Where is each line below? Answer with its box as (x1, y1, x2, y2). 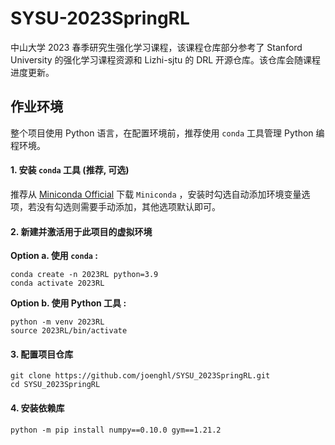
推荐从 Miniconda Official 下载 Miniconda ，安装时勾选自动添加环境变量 (10, 188, 302, 200)
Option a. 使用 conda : (10, 250, 98, 262)
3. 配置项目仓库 (10, 348, 74, 360)
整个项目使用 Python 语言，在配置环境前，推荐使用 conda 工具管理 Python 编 (10, 127, 325, 139)
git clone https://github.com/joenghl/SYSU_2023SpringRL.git (10, 371, 271, 381)
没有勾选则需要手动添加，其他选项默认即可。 (36, 200, 221, 212)
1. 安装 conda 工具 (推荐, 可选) (10, 164, 130, 176)
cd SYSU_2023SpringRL (10, 380, 101, 390)
